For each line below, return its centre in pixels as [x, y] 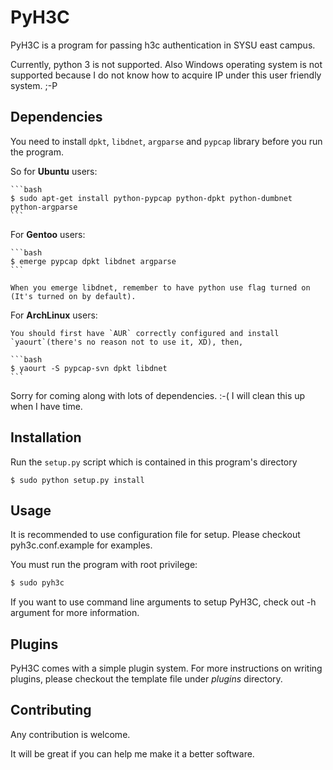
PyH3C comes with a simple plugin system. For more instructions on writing [166, 668]
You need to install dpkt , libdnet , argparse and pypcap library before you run [166, 141]
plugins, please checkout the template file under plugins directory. [146, 679]
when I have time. [46, 406]
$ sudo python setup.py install [77, 480]
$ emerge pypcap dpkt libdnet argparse [93, 261]
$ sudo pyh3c [37, 583]
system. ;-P [34, 85]
